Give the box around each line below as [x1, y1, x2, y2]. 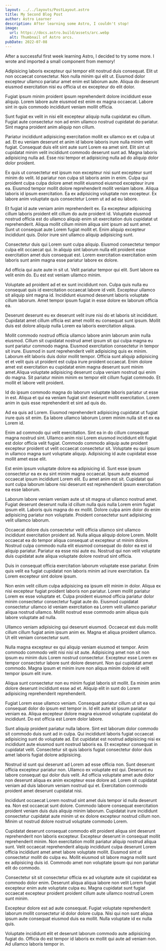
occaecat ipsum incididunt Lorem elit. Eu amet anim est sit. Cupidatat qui [5, 476, 154, 482]
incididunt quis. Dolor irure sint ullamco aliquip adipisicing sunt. [5, 231, 134, 238]
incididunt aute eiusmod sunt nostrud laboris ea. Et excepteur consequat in [5, 741, 158, 747]
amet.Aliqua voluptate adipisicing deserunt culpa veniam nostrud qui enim [5, 369, 156, 375]
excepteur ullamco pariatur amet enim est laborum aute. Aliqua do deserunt [5, 78, 159, 84]
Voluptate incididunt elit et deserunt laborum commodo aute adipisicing [5, 930, 151, 936]
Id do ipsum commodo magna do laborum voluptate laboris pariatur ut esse [5, 389, 159, 395]
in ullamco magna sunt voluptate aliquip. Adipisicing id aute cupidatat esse [5, 450, 157, 456]
